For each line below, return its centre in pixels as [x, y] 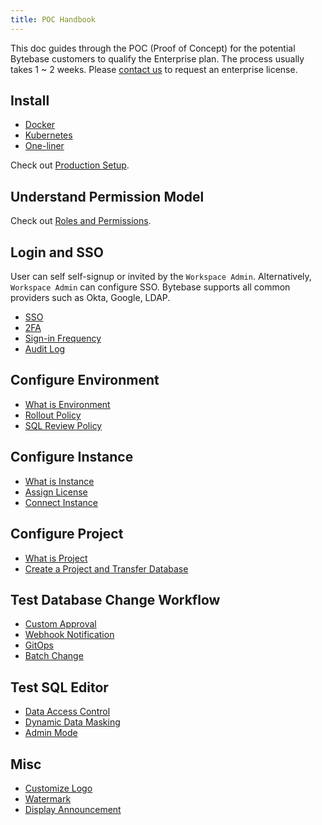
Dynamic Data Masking [72, 722]
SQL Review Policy [63, 425]
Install [30, 101]
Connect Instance [61, 502]
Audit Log [45, 349]
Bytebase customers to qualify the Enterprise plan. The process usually [157, 58]
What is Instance [59, 481]
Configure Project [67, 534]
